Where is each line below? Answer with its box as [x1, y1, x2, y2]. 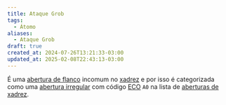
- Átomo [13, 23, 36, 30]
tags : [7, 17, 23, 24]
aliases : [7, 29, 33, 37]
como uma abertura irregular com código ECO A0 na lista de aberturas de [7, 82, 219, 91]
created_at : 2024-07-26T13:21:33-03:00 [7, 50, 124, 57]
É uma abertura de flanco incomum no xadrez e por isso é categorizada [7, 75, 215, 83]
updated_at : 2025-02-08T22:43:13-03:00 [7, 56, 124, 63]
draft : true [7, 43, 42, 50]
